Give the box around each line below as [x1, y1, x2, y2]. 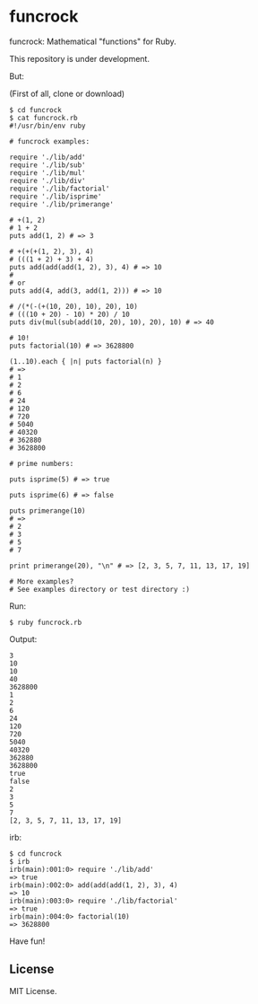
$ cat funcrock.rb [9, 113, 78, 122]
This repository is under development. [9, 53, 150, 64]
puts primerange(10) [9, 506, 87, 515]
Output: [9, 633, 38, 644]
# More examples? [9, 577, 74, 586]
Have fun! [9, 936, 46, 947]
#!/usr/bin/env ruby [9, 121, 87, 130]
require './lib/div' [9, 176, 87, 185]
